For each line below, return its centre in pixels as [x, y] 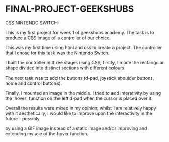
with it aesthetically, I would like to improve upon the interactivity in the [79, 113]
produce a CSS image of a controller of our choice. [58, 38]
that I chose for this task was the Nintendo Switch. [58, 53]
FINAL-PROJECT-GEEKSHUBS [70, 9]
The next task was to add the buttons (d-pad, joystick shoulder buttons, [80, 78]
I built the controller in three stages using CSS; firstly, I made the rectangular [85, 62]
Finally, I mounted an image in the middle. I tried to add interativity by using [83, 93]
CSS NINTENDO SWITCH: [32, 23]
